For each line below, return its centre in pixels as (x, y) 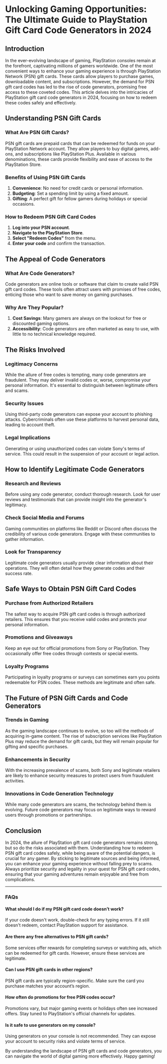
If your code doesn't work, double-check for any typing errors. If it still (77, 920)
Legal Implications (28, 438)
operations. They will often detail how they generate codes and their (75, 568)
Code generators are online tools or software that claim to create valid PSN (82, 284)
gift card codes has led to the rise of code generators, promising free (76, 87)
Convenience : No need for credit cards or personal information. (78, 188)
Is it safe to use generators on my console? (50, 1025)
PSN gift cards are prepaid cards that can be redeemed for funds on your (80, 143)
